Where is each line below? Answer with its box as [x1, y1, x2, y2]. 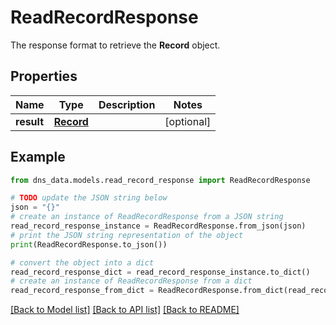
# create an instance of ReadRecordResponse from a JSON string [10, 212, 284, 222]
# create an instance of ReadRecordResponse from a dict [10, 276, 253, 286]
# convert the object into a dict [10, 257, 155, 268]
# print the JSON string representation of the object [10, 230, 244, 240]
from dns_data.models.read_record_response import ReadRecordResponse [10, 175, 311, 185]
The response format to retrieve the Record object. [10, 39, 221, 51]
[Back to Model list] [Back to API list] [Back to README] [10, 304, 240, 316]
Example [10, 149, 66, 166]
